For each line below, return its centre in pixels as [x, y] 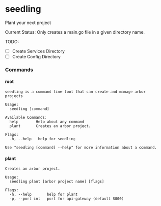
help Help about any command [47, 122]
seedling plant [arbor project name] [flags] [57, 182]
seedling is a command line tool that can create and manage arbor [76, 92]
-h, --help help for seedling [43, 139]
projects [14, 96]
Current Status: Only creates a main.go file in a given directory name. [75, 32]
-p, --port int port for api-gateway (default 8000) [67, 199]
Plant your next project [28, 23]
